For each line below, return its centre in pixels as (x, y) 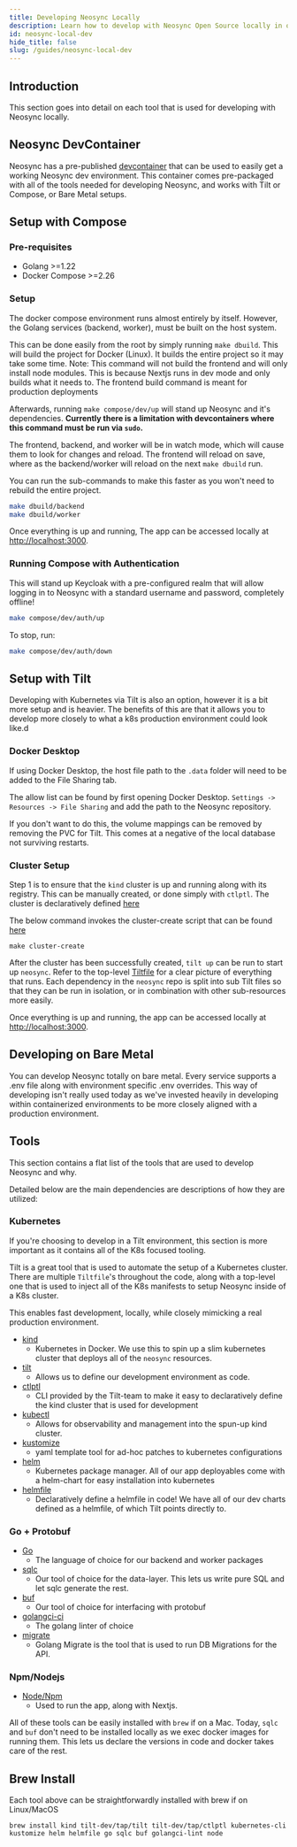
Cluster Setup (39, 866)
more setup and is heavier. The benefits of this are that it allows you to (137, 710)
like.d (19, 728)
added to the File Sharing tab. (63, 780)
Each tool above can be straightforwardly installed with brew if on (129, 1800)
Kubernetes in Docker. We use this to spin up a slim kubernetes (150, 1348)
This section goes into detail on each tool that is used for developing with (142, 107)
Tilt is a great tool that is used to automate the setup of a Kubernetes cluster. (148, 1267)
